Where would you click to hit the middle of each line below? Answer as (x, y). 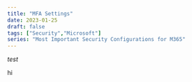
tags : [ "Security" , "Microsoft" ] (54, 33)
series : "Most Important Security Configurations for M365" (97, 40)
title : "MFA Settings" (40, 14)
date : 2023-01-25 (32, 20)
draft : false (26, 26)
